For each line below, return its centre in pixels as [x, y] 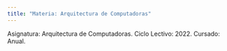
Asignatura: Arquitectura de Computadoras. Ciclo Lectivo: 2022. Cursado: [113, 34]
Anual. [16, 41]
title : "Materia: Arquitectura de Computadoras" [79, 14]
